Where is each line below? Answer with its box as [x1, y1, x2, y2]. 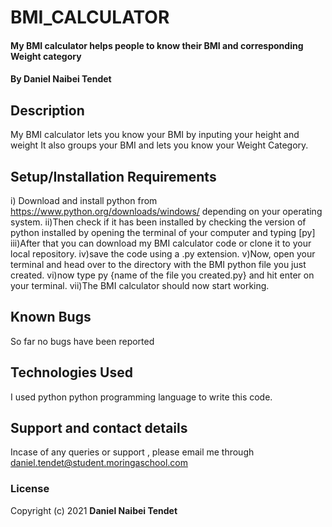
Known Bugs [10, 309, 92, 326]
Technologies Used [10, 364, 133, 381]
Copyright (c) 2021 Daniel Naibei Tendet [10, 504, 178, 516]
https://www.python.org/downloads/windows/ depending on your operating [10, 206, 323, 217]
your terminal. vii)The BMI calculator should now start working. [10, 280, 270, 291]
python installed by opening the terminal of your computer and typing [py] [10, 227, 316, 238]
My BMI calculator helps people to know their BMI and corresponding [10, 39, 304, 51]
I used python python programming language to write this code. [10, 391, 273, 403]
